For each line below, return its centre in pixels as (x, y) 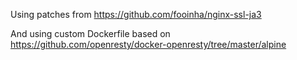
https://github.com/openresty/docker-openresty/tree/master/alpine (148, 44)
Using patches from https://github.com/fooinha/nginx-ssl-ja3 (136, 14)
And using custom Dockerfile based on (90, 33)
